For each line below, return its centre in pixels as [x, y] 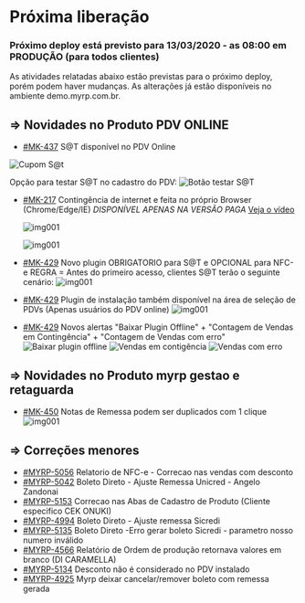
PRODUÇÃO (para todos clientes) [84, 57]
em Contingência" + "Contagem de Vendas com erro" [124, 337]
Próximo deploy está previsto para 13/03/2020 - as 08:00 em [148, 46]
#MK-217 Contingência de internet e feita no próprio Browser [137, 200]
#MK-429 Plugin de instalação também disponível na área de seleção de [159, 300]
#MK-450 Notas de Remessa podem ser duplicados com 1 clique [145, 412]
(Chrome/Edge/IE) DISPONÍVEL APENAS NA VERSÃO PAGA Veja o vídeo [158, 210]
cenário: [38, 282]
